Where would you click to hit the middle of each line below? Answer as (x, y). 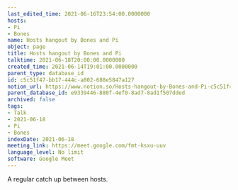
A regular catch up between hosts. (58, 179)
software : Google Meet (41, 159)
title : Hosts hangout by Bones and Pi (64, 54)
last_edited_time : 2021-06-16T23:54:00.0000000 (79, 14)
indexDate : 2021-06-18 (41, 139)
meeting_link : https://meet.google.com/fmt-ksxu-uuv (87, 146)
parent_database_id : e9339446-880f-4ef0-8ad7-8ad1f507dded (96, 93)
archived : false (31, 100)
